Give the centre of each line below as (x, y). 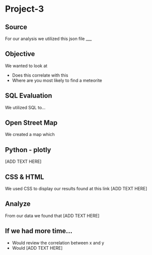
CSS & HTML (25, 177)
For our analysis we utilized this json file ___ (49, 39)
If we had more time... (39, 231)
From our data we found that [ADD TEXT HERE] (52, 216)
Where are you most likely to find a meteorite (57, 80)
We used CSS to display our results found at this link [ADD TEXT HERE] (76, 189)
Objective (20, 54)
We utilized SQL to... (25, 107)
